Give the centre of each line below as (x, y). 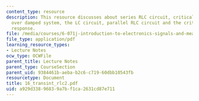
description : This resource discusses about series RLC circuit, (88, 17)
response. (23, 28)
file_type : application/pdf (41, 39)
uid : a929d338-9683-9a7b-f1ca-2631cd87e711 (61, 89)
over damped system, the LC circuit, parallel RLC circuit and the (97, 23)
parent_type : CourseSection (41, 67)
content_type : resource (36, 12)
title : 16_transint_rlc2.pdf (42, 84)
